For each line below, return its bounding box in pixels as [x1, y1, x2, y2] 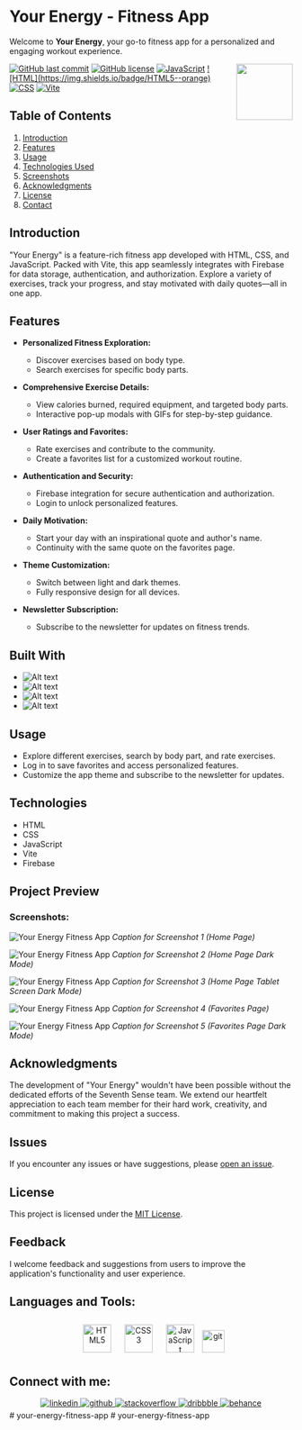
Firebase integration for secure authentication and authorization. [35, 488, 275, 499]
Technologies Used [22, 160, 94, 172]
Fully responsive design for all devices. [35, 587, 181, 598]
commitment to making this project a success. [9, 1109, 180, 1119]
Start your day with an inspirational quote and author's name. [35, 533, 262, 544]
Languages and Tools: [9, 1294, 137, 1309]
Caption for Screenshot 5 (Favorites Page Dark [111, 1020, 287, 1031]
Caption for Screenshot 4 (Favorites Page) [111, 1002, 270, 1014]
